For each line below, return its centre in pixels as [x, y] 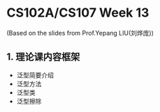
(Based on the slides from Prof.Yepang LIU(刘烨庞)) [80, 33]
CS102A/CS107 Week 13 [78, 13]
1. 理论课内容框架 [43, 57]
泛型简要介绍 [35, 75]
